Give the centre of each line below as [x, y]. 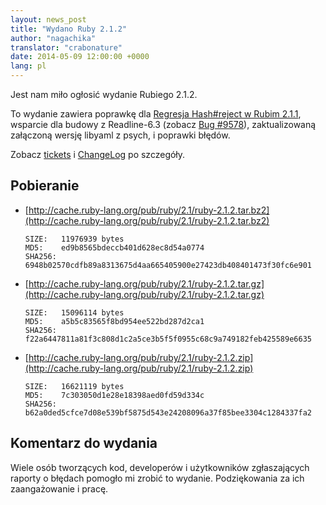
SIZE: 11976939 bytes [74, 239]
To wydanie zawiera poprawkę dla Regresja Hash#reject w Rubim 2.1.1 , [156, 114]
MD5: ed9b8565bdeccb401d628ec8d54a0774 [114, 247]
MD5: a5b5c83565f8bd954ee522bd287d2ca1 [114, 321]
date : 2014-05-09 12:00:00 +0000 [80, 57]
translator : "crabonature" [66, 47]
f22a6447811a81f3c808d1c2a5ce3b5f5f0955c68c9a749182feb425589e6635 [168, 339]
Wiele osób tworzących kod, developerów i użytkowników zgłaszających [160, 467]
